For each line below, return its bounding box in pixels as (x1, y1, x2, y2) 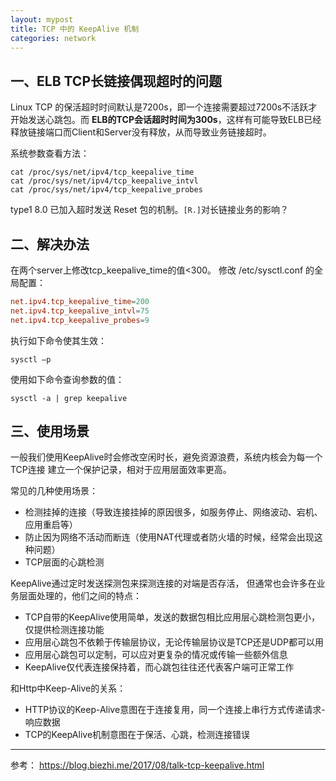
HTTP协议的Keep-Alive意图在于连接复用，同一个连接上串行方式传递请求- (24, 704, 326, 716)
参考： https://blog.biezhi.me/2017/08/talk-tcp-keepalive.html (10, 759, 265, 771)
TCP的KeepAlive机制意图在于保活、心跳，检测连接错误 (24, 729, 251, 741)
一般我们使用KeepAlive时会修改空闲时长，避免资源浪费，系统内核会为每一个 (10, 451, 323, 463)
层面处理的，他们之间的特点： (18, 590, 142, 602)
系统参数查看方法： (10, 147, 90, 160)
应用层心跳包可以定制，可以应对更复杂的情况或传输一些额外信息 (24, 649, 288, 661)
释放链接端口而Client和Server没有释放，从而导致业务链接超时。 (10, 126, 272, 138)
